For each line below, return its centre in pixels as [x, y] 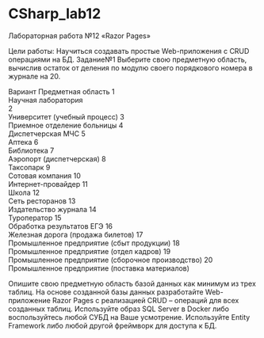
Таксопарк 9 [29, 167]
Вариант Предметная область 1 [61, 91]
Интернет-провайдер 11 [48, 184]
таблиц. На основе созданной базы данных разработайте [106, 292]
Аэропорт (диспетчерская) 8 [57, 158]
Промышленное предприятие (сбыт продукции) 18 [94, 243]
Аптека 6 [23, 142]
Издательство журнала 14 [52, 209]
